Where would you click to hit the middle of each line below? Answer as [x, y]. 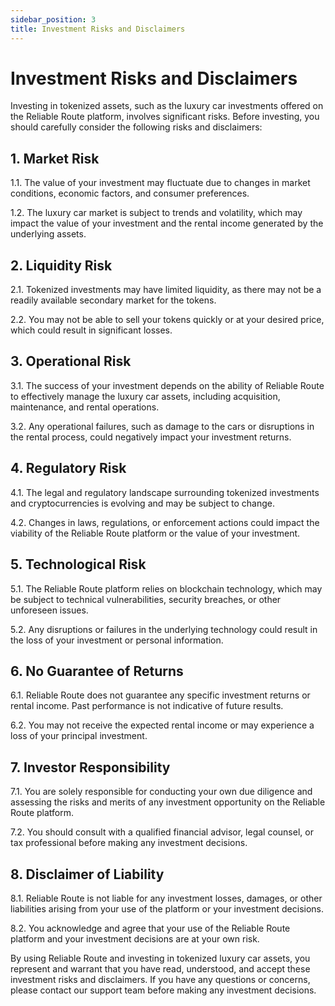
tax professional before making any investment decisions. [129, 843]
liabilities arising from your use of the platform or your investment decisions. [167, 908]
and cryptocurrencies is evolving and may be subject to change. [142, 503]
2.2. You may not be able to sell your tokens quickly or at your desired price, [167, 320]
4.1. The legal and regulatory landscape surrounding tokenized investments [165, 492]
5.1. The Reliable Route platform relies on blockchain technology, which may [166, 588]
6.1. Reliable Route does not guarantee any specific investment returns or [160, 695]
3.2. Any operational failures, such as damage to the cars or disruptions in [162, 426]
